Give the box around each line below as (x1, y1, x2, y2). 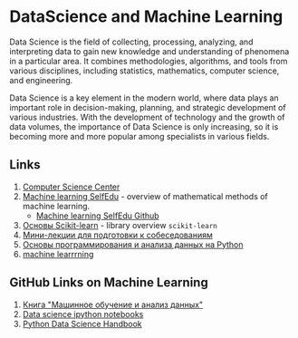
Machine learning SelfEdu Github (35, 210, 160, 221)
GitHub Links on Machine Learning (9, 275, 208, 291)
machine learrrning (22, 248, 94, 259)
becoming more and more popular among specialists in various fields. (9, 130, 270, 141)
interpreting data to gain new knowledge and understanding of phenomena (9, 45, 290, 56)
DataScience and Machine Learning (9, 6, 284, 27)
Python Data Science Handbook (22, 318, 142, 329)
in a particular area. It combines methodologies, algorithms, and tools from (9, 55, 288, 66)
